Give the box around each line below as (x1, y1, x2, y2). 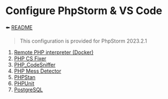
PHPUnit (13, 80, 34, 87)
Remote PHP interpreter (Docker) (13, 49, 94, 56)
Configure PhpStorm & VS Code (5, 4, 163, 18)
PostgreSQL (13, 86, 43, 93)
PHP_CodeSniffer (13, 61, 56, 68)
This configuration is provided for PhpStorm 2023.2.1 (19, 37, 147, 45)
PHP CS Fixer (13, 54, 47, 62)
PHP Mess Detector (13, 67, 62, 74)
